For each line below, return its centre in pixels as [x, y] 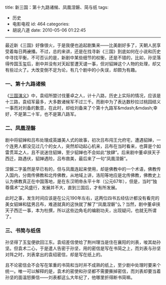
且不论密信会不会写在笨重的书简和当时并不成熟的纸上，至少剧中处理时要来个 [83, 265]
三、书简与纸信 [23, 230]
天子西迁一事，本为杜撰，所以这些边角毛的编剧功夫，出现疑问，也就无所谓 [81, 210]
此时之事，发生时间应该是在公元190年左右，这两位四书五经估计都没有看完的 [82, 198]
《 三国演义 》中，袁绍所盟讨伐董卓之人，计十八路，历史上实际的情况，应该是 [83, 96]
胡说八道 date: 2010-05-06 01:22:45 [49, 30]
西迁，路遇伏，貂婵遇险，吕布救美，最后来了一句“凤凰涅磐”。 [68, 158]
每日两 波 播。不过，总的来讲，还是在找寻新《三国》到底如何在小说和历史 [87, 51]
